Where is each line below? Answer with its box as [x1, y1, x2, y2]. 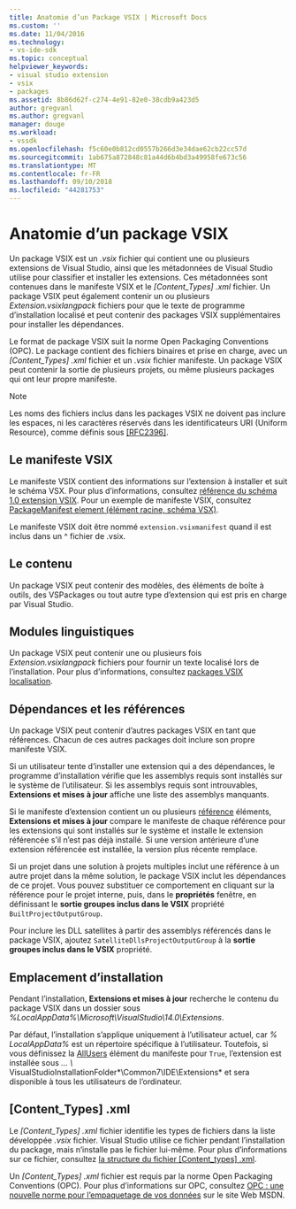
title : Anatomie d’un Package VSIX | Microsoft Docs [9, 12, 208, 22]
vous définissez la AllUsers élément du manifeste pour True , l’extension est [9, 1048, 282, 1059]
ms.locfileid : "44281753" [9, 186, 104, 195]
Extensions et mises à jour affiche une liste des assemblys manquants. [9, 789, 269, 800]
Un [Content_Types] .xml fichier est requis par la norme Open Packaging [9, 1170, 273, 1182]
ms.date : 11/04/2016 [9, 29, 86, 38]
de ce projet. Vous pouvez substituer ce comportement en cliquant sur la [9, 880, 275, 890]
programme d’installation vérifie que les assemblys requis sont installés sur [9, 771, 283, 782]
